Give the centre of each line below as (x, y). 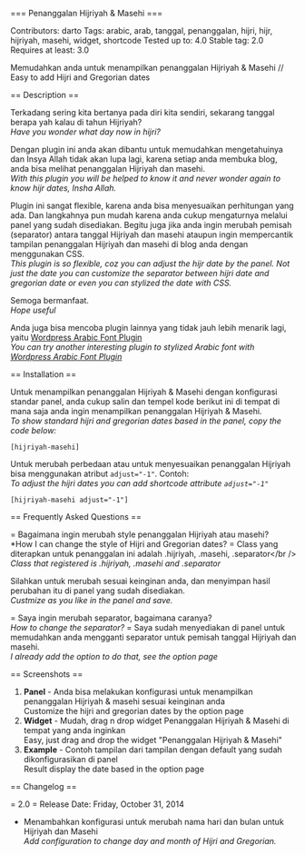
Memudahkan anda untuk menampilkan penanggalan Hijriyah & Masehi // (147, 68)
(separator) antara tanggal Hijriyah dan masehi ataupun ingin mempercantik (152, 234)
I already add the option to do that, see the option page (114, 656)
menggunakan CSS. (48, 254)
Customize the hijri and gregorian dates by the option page (133, 711)
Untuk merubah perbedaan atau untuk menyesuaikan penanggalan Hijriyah (151, 464)
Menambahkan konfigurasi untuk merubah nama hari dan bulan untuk (153, 822)
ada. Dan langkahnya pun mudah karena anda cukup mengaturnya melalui (149, 215)
